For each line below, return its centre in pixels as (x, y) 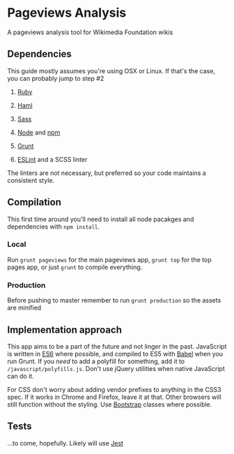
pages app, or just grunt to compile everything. (75, 267)
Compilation (34, 203)
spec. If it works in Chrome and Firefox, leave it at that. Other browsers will (114, 397)
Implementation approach (64, 330)
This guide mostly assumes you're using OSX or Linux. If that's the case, (111, 70)
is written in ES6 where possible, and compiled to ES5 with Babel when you (115, 354)
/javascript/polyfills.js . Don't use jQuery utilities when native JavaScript (116, 368)
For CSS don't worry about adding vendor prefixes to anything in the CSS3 (114, 389)
